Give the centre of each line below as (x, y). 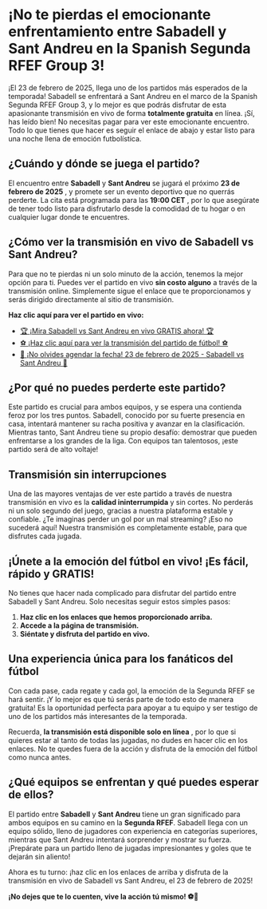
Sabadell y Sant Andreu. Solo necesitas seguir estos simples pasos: (120, 601)
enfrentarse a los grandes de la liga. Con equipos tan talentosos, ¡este (124, 441)
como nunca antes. (40, 757)
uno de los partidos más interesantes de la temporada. (98, 716)
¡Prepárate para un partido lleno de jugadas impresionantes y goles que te (130, 847)
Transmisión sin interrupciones (88, 474)
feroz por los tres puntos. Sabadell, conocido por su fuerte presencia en (127, 415)
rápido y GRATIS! (51, 574)
